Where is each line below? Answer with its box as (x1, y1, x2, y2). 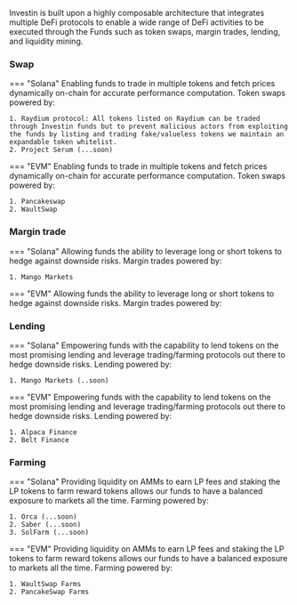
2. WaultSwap (9, 205, 58, 214)
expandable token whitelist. (9, 138, 117, 147)
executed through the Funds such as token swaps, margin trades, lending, (9, 27, 281, 36)
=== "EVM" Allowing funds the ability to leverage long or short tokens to (9, 288, 275, 299)
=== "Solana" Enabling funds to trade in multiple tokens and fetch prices (9, 78, 276, 89)
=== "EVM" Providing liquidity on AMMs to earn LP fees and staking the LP (9, 544, 285, 554)
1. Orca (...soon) (9, 512, 77, 521)
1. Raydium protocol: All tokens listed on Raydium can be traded (9, 115, 261, 124)
